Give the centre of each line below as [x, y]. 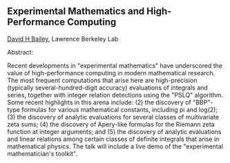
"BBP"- [203, 102]
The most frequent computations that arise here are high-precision [102, 80]
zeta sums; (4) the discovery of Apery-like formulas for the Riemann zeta [111, 124]
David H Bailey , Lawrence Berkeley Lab [63, 39]
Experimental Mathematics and [76, 11]
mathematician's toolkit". [42, 153]
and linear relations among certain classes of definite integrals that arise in [113, 139]
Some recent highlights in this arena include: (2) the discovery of [99, 102]
